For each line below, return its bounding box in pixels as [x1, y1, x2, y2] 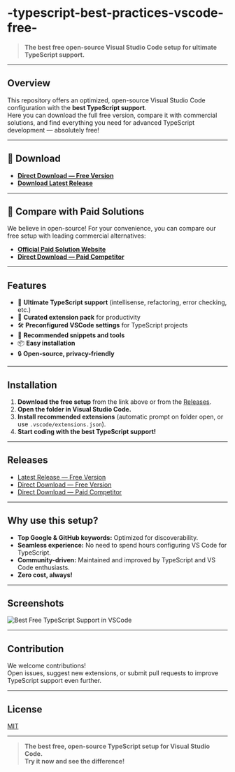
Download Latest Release [17, 179, 93, 187]
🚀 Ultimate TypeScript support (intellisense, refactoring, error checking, [17, 298, 227, 306]
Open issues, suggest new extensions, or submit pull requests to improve [7, 669, 219, 677]
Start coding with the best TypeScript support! [17, 428, 156, 435]
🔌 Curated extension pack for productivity [17, 313, 141, 322]
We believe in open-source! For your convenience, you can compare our [7, 224, 216, 233]
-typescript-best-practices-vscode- [7, 5, 224, 21]
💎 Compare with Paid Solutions [7, 205, 145, 217]
